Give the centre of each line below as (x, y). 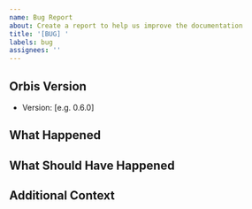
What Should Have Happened (92, 165)
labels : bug (31, 42)
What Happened (55, 135)
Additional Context (62, 196)
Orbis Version (48, 86)
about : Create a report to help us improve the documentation (126, 26)
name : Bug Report (41, 17)
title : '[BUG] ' (39, 34)
